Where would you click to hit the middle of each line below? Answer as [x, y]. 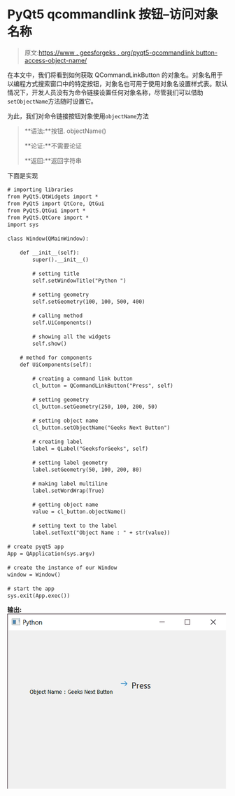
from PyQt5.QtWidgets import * [53, 197]
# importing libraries [40, 190]
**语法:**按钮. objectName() [65, 131]
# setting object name [65, 421]
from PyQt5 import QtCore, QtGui [56, 204]
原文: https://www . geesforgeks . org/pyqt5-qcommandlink [109, 53]
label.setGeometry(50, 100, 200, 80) [87, 470]
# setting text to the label [75, 526]
